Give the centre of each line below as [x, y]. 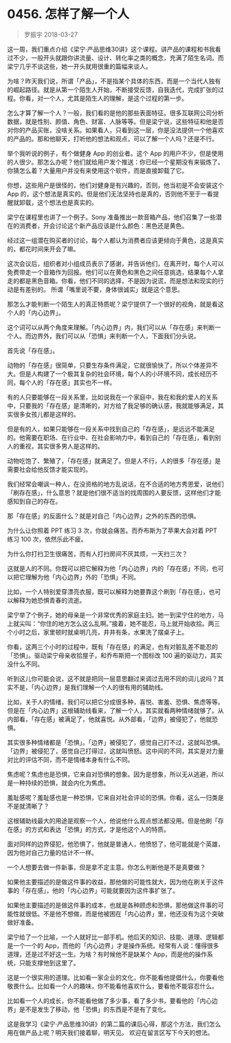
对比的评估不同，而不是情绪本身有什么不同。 [70, 759]
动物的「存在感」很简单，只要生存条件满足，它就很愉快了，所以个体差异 [109, 365]
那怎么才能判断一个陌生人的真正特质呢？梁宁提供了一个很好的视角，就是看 [112, 304]
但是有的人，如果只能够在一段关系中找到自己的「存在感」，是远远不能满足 [111, 428]
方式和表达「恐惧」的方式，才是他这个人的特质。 [100, 829]
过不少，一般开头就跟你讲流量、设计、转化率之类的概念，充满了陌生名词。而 [115, 58]
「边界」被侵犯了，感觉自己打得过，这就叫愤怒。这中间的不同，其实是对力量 [115, 751]
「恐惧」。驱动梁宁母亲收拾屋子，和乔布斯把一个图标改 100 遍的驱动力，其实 [115, 655]
